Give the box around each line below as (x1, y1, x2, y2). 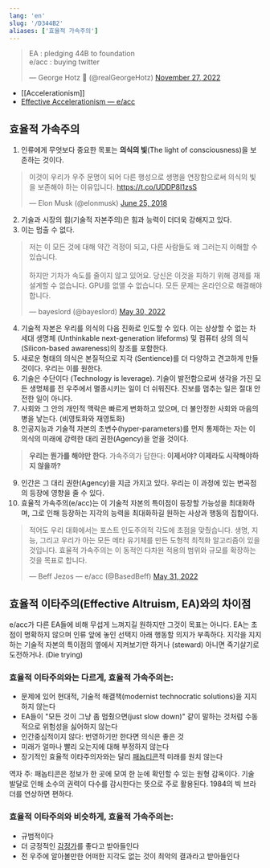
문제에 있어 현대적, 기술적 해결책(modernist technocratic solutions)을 (20, 692, 243, 702)
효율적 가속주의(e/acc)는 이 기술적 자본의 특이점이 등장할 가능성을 (20, 498, 227, 508)
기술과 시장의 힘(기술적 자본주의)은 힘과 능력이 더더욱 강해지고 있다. (20, 215, 232, 225)
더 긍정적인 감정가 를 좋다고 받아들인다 (20, 841, 140, 850)
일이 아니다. (35, 394, 73, 403)
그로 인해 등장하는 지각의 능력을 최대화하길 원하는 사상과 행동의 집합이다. (31, 508, 260, 518)
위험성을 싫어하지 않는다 (42, 722, 118, 731)
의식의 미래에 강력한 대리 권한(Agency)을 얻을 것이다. (20, 434, 189, 444)
